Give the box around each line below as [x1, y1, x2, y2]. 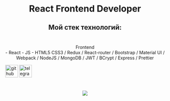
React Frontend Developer [28, 3, 142, 15]
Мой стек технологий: [48, 23, 122, 32]
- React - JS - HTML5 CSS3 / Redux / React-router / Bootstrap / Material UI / [5, 50, 165, 55]
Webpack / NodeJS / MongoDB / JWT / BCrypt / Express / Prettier [16, 55, 154, 61]
